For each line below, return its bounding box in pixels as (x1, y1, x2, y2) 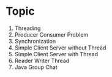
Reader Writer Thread (14, 57, 70, 64)
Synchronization (14, 37, 56, 45)
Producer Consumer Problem (14, 31, 89, 38)
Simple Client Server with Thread (14, 50, 99, 57)
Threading (14, 24, 41, 32)
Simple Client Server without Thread (14, 44, 106, 51)
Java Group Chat (14, 63, 58, 71)
